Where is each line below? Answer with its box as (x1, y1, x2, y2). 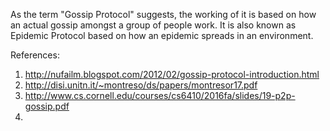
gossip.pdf (24, 100, 70, 112)
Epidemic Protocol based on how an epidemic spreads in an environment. (10, 30, 314, 41)
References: (10, 49, 60, 61)
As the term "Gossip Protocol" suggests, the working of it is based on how (10, 9, 317, 20)
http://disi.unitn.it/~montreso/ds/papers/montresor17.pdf (24, 79, 258, 91)
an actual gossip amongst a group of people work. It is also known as (10, 19, 297, 31)
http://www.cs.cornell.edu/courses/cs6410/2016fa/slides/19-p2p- (24, 90, 296, 101)
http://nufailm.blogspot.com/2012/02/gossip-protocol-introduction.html (24, 69, 320, 80)
